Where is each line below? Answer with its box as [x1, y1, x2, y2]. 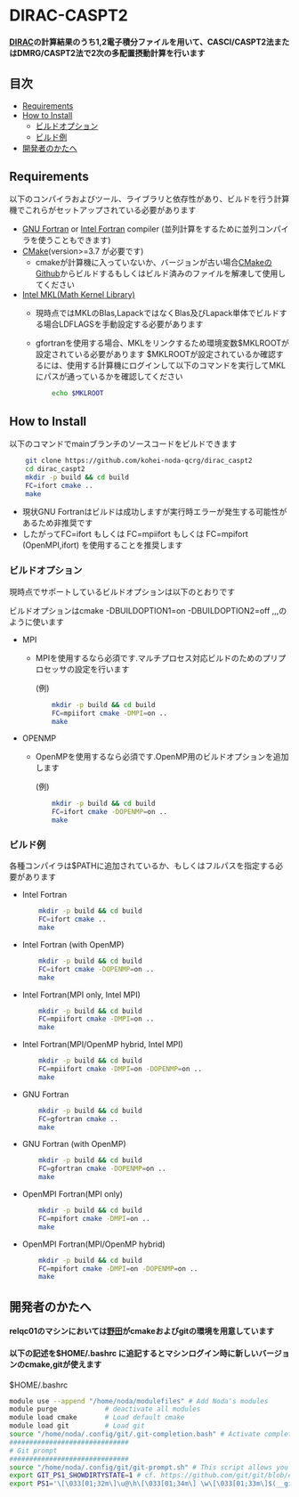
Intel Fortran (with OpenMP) [21, 939, 125, 949]
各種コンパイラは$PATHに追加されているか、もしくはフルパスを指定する [9, 860, 276, 871]
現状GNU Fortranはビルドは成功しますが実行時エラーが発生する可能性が [21, 507, 287, 517]
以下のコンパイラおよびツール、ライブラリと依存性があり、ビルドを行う [9, 193, 274, 205]
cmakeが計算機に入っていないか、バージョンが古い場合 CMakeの [35, 257, 273, 268]
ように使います [9, 616, 64, 627]
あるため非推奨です [21, 517, 93, 528]
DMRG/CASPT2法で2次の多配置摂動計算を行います [16, 47, 206, 58]
